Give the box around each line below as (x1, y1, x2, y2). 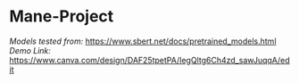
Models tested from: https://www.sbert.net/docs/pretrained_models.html (9, 36, 277, 46)
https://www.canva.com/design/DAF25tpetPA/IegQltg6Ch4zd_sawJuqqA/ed (9, 54, 290, 65)
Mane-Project (9, 6, 114, 27)
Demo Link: (9, 45, 52, 55)
